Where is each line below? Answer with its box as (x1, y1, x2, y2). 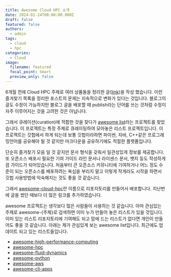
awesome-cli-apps (12, 266, 53, 272)
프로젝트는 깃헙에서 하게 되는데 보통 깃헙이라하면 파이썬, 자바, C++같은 (5, 132, 146, 138)
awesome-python (12, 254, 50, 261)
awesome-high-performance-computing (12, 239, 99, 245)
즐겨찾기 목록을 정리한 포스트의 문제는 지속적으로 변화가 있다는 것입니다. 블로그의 (5, 95, 166, 101)
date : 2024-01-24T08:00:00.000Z (5, 12, 74, 17)
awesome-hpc (12, 244, 43, 250)
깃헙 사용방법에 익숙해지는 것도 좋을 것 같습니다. (5, 175, 101, 181)
